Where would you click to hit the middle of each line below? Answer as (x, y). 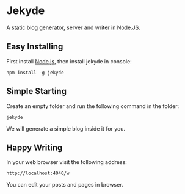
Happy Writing (34, 147)
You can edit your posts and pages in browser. (65, 185)
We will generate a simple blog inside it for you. (66, 128)
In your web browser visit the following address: (67, 162)
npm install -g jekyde (35, 73)
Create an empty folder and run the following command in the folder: (92, 106)
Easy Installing (35, 47)
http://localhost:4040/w (38, 174)
